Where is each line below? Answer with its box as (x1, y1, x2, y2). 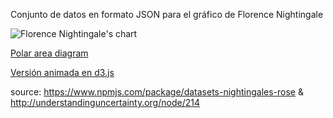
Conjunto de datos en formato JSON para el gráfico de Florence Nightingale (10, 9, 324, 20)
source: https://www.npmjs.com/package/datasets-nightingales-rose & (10, 86, 304, 98)
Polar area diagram (10, 47, 89, 59)
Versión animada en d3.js (10, 67, 115, 78)
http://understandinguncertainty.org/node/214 (10, 97, 200, 108)
